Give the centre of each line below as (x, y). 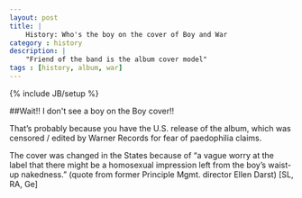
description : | (38, 51)
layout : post (34, 18)
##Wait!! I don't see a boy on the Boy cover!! (92, 111)
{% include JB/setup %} (54, 93)
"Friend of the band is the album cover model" (116, 59)
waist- (279, 165)
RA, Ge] (24, 184)
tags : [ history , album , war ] (66, 68)
